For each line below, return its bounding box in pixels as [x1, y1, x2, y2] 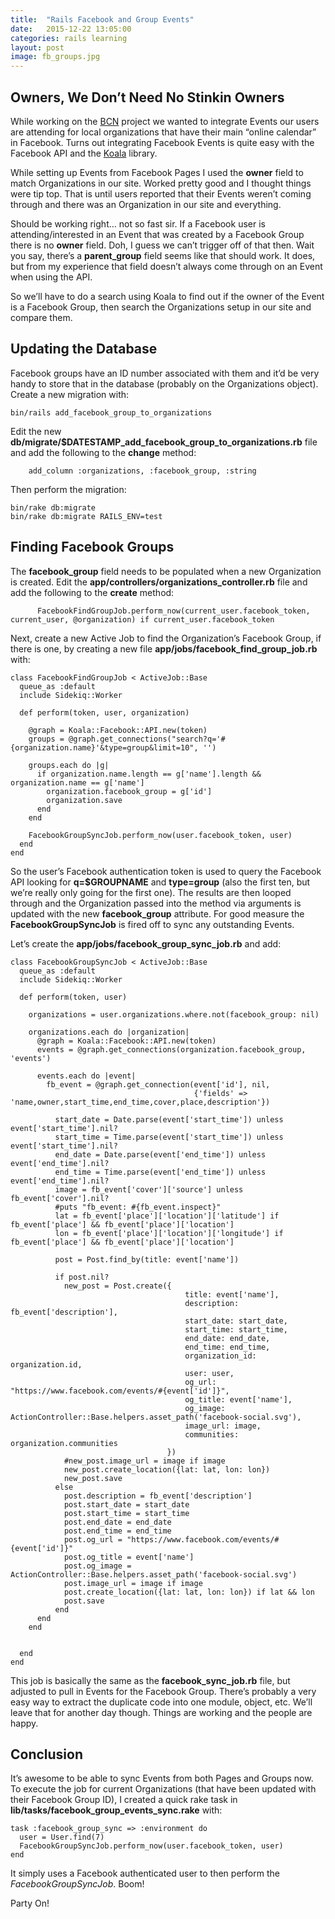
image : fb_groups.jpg [10, 52, 101, 62]
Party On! [10, 1897, 50, 1910]
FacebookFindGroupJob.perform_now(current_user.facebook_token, [36, 606, 311, 616]
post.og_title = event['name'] [63, 1552, 195, 1562]
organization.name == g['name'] [10, 777, 145, 788]
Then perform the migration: [10, 483, 127, 495]
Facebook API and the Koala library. [10, 147, 158, 159]
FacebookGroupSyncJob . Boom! [10, 1878, 145, 1890]
